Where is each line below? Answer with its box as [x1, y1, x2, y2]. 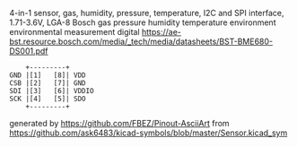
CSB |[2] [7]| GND [9, 79, 87, 88]
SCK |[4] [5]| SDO [9, 94, 87, 103]
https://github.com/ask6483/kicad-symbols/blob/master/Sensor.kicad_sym [9, 127, 288, 138]
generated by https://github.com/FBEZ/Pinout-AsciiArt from [9, 118, 231, 128]
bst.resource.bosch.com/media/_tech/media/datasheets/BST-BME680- [9, 36, 274, 47]
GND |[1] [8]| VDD [9, 71, 87, 80]
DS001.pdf [9, 46, 48, 56]
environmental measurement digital [9, 27, 141, 37]
